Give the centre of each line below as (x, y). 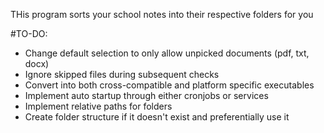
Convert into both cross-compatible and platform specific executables (169, 85)
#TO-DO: (29, 33)
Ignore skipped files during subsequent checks (122, 74)
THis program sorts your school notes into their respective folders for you (162, 14)
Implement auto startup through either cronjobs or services (146, 95)
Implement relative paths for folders (98, 106)
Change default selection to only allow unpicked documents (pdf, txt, (167, 53)
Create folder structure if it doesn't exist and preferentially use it (157, 117)
